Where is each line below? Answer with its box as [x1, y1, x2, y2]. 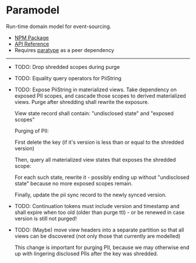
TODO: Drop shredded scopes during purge [14, 63, 120, 70]
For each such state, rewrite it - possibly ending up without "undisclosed [14, 174, 190, 181]
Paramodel [6, 4, 60, 17]
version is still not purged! [14, 214, 77, 222]
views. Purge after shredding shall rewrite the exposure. [14, 98, 149, 105]
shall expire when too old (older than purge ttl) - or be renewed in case [14, 209, 185, 216]
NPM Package [14, 34, 49, 41]
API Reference [14, 40, 50, 47]
